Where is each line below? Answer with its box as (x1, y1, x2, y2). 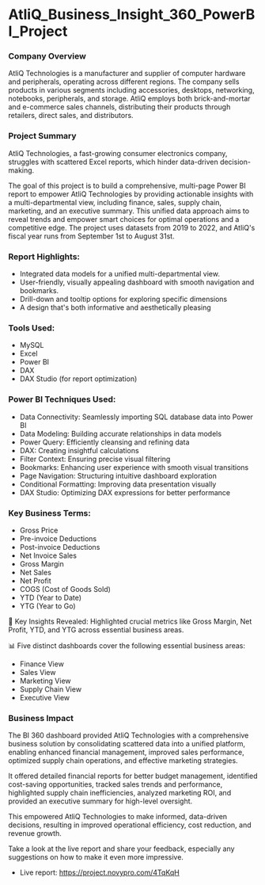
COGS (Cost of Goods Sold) (19, 584, 111, 593)
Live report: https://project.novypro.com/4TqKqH (19, 868, 180, 877)
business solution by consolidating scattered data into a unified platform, (8, 739, 245, 749)
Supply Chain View (19, 684, 81, 694)
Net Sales (19, 567, 51, 577)
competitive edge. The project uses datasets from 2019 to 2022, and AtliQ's (8, 223, 256, 232)
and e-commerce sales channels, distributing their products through (8, 102, 231, 112)
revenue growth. (8, 829, 62, 838)
